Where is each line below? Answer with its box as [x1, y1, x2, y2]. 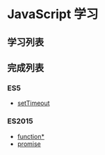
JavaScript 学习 [7, 6, 99, 22]
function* [17, 132, 45, 140]
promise [17, 140, 42, 148]
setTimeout [17, 99, 50, 108]
